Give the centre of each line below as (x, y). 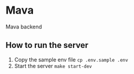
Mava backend (24, 27)
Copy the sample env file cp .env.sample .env (71, 59)
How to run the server (47, 45)
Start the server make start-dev (53, 66)
